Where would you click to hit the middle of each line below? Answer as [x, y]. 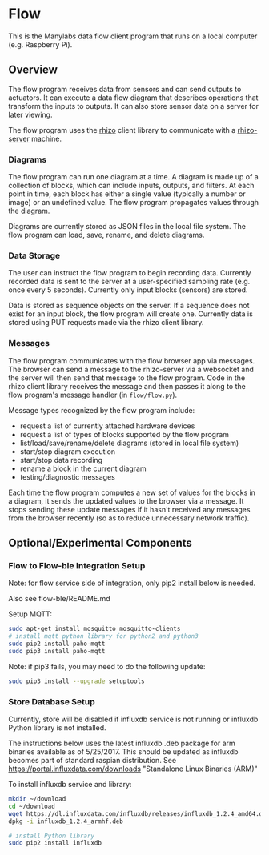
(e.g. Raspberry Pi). [40, 44]
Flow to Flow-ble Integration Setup [77, 565]
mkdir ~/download [37, 799]
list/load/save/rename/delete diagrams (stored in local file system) [129, 443]
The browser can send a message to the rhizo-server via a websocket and [131, 369]
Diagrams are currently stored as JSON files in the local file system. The [127, 227]
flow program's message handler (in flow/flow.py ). [93, 395]
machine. [47, 138]
